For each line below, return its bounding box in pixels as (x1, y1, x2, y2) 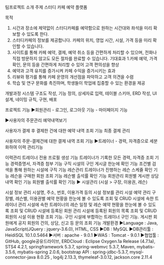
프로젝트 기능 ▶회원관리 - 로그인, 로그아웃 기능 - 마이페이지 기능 (5, 107, 128, 112)
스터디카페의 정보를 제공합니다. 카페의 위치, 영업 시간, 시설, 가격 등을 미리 (12, 37, 152, 43)
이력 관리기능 (18, 144, 43, 150)
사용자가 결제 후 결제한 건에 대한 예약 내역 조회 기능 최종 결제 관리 (5, 128, 130, 133)
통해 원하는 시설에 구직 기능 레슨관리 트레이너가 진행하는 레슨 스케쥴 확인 (14, 167, 153, 173)
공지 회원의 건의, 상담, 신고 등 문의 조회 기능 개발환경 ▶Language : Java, (18, 220, 158, 226)
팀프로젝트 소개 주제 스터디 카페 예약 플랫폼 (5, 4, 88, 10)
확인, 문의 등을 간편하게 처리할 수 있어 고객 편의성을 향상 (12, 62, 119, 67)
